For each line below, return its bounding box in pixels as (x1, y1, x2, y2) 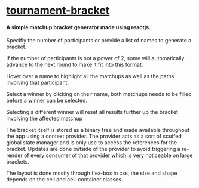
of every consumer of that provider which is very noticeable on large (23, 152, 193, 159)
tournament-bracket (6, 4, 110, 17)
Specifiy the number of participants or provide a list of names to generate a (6, 37, 192, 44)
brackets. (6, 158, 30, 165)
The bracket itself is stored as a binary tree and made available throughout (6, 127, 190, 134)
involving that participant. (6, 79, 69, 87)
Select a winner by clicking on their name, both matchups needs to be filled (6, 91, 192, 98)
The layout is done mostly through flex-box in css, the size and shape (6, 169, 177, 177)
